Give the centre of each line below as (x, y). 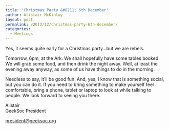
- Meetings (22, 34)
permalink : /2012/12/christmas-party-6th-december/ (61, 24)
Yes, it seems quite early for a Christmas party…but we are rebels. (75, 48)
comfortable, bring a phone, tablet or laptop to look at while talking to (78, 90)
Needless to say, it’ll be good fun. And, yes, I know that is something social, (85, 79)
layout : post (19, 19)
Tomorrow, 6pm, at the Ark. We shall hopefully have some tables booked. (82, 58)
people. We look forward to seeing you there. (53, 95)
